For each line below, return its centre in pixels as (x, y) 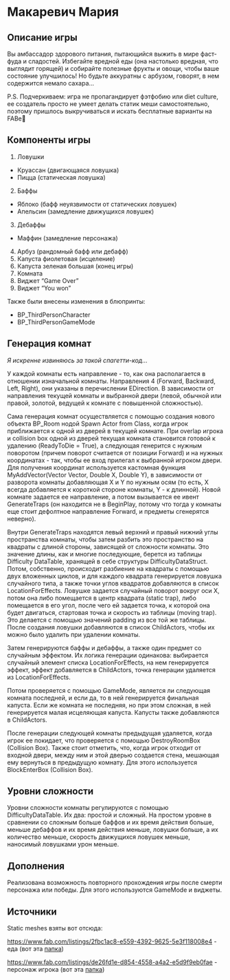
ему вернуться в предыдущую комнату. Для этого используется (102, 762)
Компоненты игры (49, 140)
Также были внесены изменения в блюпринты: (76, 301)
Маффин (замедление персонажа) (67, 238)
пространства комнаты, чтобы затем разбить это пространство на (105, 539)
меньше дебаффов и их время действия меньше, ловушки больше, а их (113, 830)
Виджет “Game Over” (48, 280)
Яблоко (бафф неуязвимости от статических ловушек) (97, 204)
